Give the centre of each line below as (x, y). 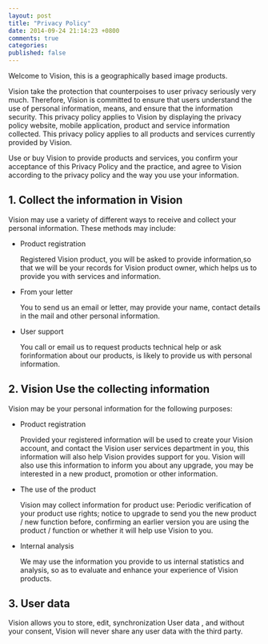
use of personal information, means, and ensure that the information (121, 108)
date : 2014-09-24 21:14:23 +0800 (64, 30)
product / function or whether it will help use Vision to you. (116, 530)
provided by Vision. (40, 142)
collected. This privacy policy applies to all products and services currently (132, 134)
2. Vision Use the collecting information (109, 389)
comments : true (34, 38)
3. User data (39, 603)
